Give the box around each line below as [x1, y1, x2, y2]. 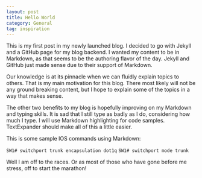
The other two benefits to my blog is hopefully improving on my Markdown [6, 104, 192, 112]
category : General [6, 20, 52, 26]
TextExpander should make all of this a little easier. [6, 123, 133, 130]
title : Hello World [6, 14, 55, 21]
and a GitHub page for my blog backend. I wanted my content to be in [6, 49, 180, 56]
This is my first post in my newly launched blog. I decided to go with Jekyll [6, 42, 192, 49]
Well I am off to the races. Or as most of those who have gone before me [6, 158, 187, 166]
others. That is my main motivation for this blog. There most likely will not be [6, 80, 196, 87]
